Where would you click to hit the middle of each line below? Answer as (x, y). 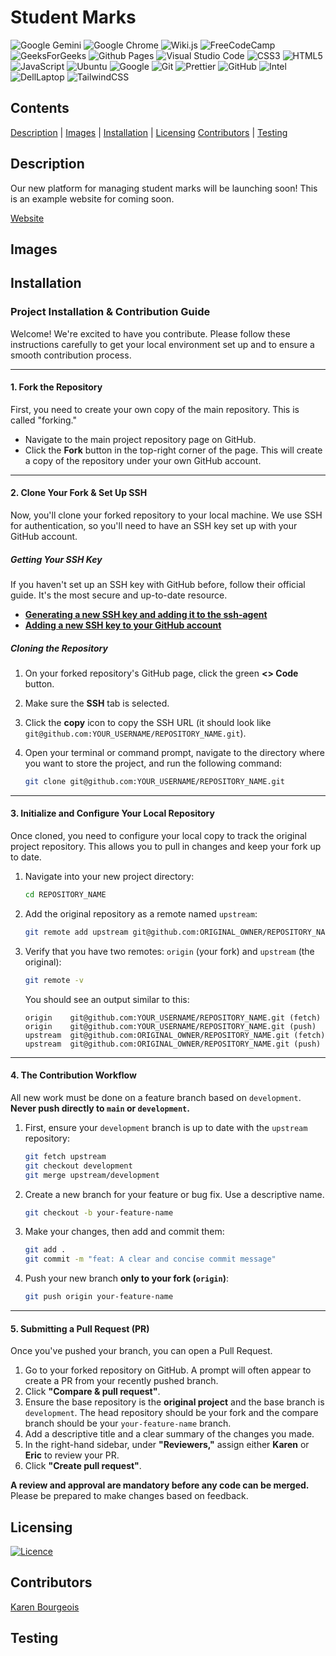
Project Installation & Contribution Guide (110, 312)
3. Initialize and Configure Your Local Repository (112, 813)
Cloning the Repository (59, 648)
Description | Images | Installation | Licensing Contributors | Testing (149, 132)
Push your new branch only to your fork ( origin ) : (127, 1278)
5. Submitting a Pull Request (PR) (80, 1328)
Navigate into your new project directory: (109, 877)
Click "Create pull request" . (83, 1466)
